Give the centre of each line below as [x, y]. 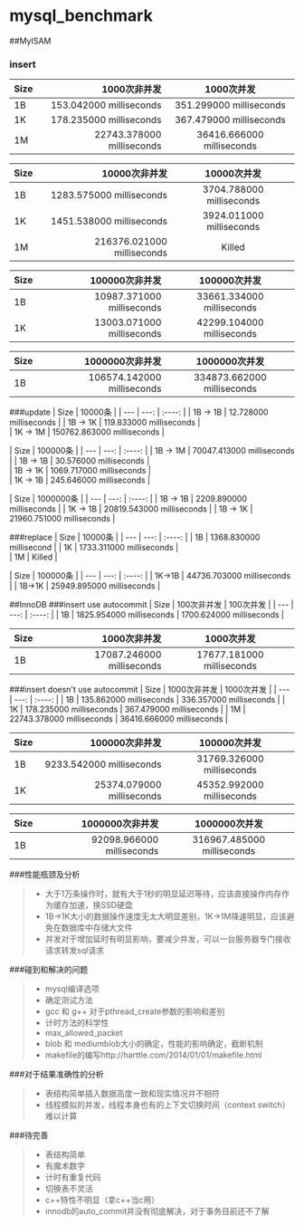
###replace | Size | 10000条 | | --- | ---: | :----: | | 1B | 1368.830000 [135, 537]
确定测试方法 [69, 1000]
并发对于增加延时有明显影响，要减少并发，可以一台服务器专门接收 [168, 939]
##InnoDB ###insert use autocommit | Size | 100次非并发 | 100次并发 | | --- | [152, 605]
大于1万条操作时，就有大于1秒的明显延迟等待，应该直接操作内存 [163, 894]
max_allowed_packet [84, 1033]
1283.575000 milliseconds [109, 196]
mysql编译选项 [72, 989]
